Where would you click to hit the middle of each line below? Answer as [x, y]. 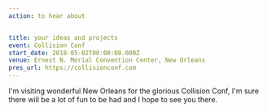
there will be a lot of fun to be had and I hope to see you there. [113, 99]
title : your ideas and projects [63, 37]
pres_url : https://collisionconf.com [72, 68]
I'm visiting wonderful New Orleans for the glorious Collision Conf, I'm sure [133, 91]
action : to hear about [47, 16]
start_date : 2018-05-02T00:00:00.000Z [74, 53]
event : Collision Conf [47, 45]
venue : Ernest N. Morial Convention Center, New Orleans [107, 60]
